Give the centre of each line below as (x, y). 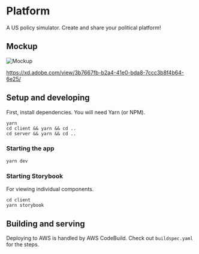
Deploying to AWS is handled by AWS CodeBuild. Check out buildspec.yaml (100, 238)
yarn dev (17, 161)
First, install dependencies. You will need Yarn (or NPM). (76, 112)
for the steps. (23, 244)
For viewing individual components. (50, 189)
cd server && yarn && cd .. (41, 134)
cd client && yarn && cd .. (41, 128)
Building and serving (46, 224)
